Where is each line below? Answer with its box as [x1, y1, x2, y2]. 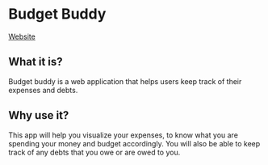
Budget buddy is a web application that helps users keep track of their [8, 76, 242, 86]
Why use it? [8, 108, 69, 122]
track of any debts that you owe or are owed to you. [8, 147, 181, 157]
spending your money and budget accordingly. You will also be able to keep [8, 138, 261, 148]
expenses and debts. [8, 85, 78, 95]
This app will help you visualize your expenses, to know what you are [8, 130, 238, 140]
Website [8, 32, 36, 41]
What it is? [8, 55, 63, 69]
